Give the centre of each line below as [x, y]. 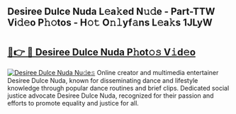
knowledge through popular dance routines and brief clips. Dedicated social [118, 88]
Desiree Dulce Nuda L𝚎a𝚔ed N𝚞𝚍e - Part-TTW [111, 12]
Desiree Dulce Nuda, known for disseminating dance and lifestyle [103, 80]
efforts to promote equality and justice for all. [73, 103]
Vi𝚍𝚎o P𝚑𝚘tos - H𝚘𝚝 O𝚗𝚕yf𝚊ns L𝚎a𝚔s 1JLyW [110, 23]
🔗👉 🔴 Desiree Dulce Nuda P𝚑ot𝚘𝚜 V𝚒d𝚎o [102, 52]
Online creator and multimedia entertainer [158, 73]
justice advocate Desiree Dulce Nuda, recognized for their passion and [111, 96]
